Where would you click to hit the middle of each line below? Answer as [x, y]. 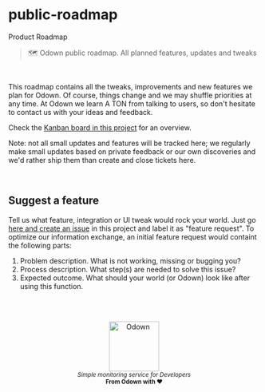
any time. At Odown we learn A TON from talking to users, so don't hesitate [132, 103]
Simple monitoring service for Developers [134, 374]
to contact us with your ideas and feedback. [81, 112]
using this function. [51, 286]
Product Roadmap [38, 37]
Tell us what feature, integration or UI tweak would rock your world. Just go [132, 220]
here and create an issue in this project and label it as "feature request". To [131, 228]
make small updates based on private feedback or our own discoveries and [132, 151]
